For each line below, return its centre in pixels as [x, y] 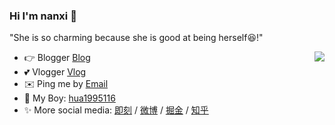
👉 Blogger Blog [57, 58]
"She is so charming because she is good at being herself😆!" [136, 38]
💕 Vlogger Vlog [55, 72]
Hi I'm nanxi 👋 [43, 16]
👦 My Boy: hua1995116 [69, 98]
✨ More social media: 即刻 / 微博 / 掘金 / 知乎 [116, 110]
